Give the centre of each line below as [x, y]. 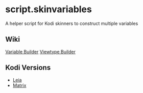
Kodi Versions [28, 68]
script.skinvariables [49, 9]
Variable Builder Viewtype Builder [40, 51]
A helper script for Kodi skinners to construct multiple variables [72, 23]
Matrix [19, 85]
